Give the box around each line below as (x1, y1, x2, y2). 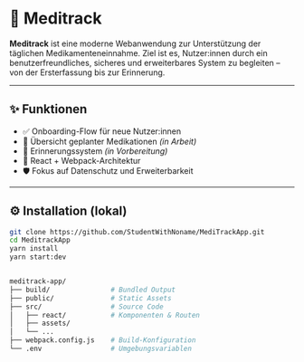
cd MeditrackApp (9, 235, 71, 245)
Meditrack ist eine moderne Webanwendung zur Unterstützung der (9, 38, 261, 49)
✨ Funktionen (9, 101, 88, 117)
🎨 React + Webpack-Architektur (22, 155, 141, 166)
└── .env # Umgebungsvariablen (9, 344, 193, 354)
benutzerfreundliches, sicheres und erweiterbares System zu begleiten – (9, 57, 280, 68)
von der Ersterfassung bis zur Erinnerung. (9, 67, 166, 78)
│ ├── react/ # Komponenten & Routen (9, 310, 201, 319)
